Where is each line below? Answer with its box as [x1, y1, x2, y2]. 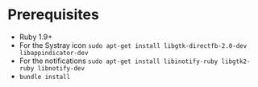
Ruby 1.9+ [19, 32, 53, 42]
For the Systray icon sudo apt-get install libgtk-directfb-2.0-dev [19, 40, 248, 49]
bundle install [19, 73, 71, 81]
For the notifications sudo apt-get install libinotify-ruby [19, 56, 218, 65]
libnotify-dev [37, 64, 85, 73]
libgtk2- [221, 57, 251, 65]
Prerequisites [7, 6, 100, 24]
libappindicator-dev [19, 49, 89, 57]
